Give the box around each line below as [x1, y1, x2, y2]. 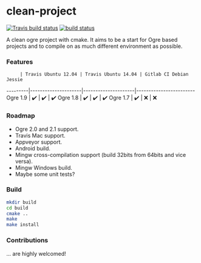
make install [6, 222, 39, 228]
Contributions [6, 236, 49, 245]
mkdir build [6, 199, 36, 205]
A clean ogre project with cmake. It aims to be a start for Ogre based [6, 36, 178, 43]
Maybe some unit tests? [15, 170, 75, 178]
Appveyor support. [15, 138, 63, 145]
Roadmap [6, 112, 35, 120]
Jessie [6, 77, 23, 83]
